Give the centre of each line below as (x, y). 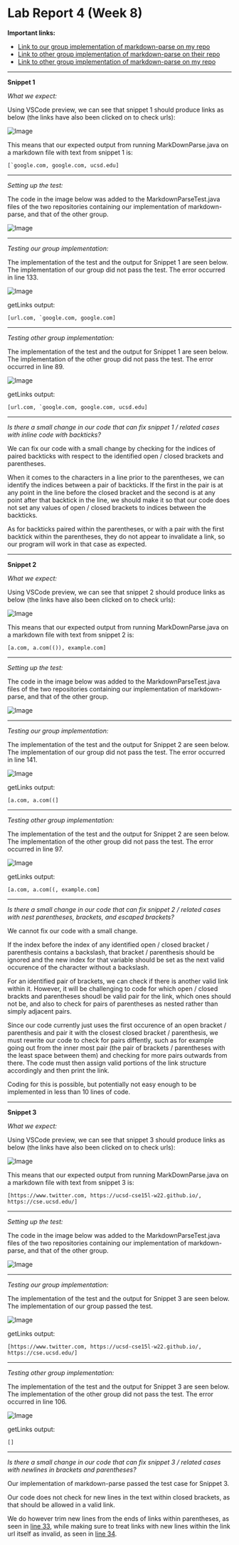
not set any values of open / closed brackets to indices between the (107, 507)
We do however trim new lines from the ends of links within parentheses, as (118, 1518)
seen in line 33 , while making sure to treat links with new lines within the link (119, 1526)
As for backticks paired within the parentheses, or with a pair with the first (116, 529)
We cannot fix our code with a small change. (73, 930)
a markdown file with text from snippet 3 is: (71, 1182)
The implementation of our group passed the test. (80, 1306)
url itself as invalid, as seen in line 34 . (62, 1534)
